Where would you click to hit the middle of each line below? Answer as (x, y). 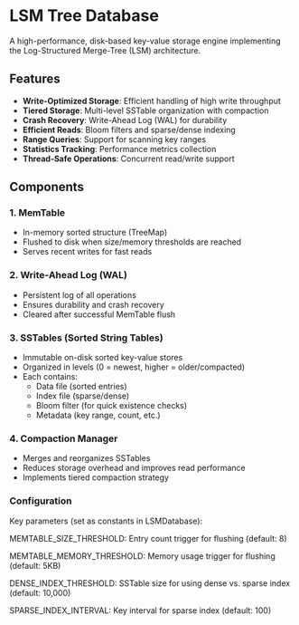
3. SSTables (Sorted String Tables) (87, 338)
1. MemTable (37, 213)
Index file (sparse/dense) (83, 396)
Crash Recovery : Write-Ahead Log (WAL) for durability (125, 120)
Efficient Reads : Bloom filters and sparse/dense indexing (129, 130)
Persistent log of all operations (79, 294)
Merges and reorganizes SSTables (86, 458)
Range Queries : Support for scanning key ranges (114, 139)
